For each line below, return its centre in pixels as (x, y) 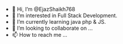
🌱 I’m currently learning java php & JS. (59, 22)
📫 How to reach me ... (39, 35)
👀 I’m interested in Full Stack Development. (64, 15)
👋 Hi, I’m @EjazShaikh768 (44, 9)
